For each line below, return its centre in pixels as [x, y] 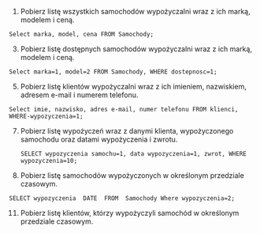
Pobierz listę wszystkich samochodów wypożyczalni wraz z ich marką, [135, 11]
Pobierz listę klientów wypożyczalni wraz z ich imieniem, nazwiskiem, [133, 87]
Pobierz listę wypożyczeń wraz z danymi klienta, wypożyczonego [127, 131]
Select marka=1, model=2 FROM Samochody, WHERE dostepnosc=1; [113, 72]
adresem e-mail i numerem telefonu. [79, 95]
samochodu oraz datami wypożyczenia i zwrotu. [99, 139]
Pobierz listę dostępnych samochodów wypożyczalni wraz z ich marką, [136, 49]
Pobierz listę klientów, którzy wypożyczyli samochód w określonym [130, 213]
